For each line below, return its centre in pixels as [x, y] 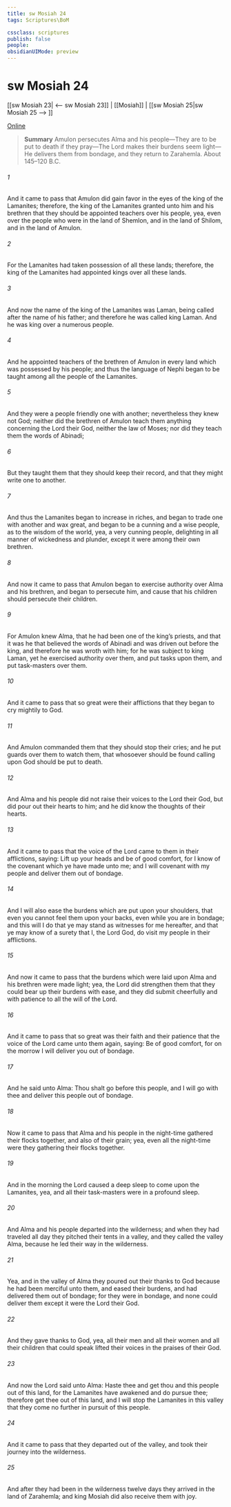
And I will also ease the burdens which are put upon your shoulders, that [110, 910]
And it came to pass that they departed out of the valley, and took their [108, 1444]
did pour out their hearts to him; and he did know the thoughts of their [106, 807]
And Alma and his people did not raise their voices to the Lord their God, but [115, 799]
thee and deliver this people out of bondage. [70, 1096]
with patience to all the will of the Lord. [62, 999]
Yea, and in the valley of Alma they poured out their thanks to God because [114, 1281]
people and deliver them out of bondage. [65, 873]
